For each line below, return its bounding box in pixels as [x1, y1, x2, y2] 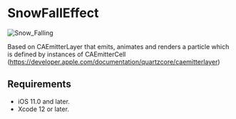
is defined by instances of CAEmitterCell [7, 50, 126, 58]
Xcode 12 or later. [17, 105, 70, 113]
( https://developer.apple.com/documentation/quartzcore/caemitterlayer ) [7, 57, 220, 66]
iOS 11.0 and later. [17, 97, 70, 105]
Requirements [7, 78, 71, 90]
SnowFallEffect [7, 5, 99, 21]
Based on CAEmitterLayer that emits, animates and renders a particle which [7, 42, 230, 51]
